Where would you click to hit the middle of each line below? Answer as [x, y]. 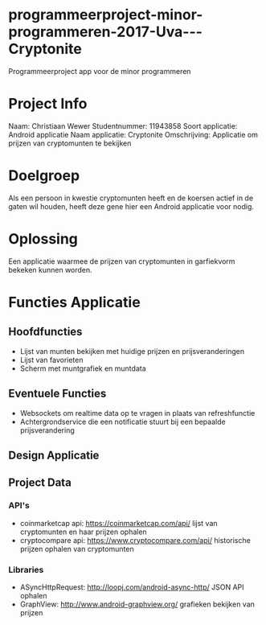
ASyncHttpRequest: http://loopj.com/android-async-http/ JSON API [132, 587]
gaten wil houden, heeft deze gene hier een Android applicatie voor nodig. [131, 206]
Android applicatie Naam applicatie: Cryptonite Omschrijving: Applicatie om [133, 134]
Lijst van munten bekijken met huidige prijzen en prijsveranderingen [132, 351]
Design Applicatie [54, 455]
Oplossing [43, 239]
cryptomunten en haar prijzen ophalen [83, 532]
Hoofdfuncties [45, 332]
